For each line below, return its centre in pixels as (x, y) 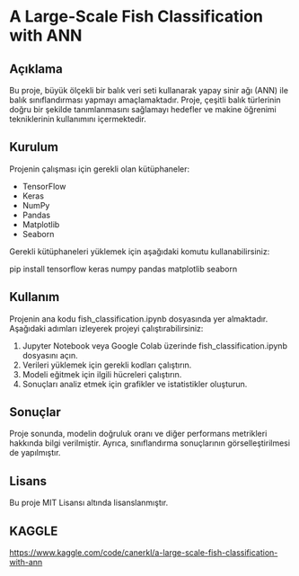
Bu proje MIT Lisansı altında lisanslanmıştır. (89, 503)
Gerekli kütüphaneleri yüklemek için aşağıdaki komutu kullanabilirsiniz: (140, 251)
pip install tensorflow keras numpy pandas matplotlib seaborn (123, 269)
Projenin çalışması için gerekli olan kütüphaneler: (100, 169)
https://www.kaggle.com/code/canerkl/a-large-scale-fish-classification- (144, 553)
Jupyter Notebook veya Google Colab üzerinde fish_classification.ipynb (154, 346)
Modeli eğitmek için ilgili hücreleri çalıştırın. (102, 374)
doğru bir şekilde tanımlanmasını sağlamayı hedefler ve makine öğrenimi (143, 109)
